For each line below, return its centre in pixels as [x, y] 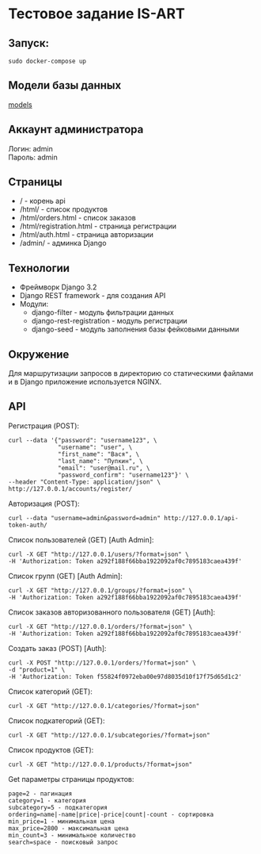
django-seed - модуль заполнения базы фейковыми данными [135, 329]
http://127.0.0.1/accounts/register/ [70, 488]
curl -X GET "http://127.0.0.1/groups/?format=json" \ [100, 590]
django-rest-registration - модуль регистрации [109, 321]
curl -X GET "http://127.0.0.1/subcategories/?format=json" [110, 735]
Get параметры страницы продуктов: [71, 779]
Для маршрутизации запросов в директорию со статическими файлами [131, 373]
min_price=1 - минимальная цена [61, 821]
